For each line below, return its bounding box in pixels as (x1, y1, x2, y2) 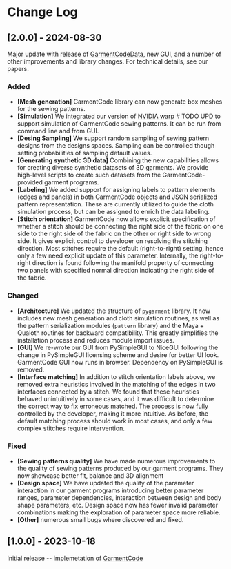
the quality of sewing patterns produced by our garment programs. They (17, 464, 224, 472)
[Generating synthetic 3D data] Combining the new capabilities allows (17, 156, 219, 164)
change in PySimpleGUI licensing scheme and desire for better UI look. (17, 350, 219, 359)
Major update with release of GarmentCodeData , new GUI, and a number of (7, 50, 222, 58)
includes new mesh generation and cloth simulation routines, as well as (17, 314, 220, 322)
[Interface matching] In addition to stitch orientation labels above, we (17, 372, 216, 380)
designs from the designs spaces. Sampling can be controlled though (17, 142, 215, 150)
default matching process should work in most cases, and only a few (17, 416, 213, 425)
